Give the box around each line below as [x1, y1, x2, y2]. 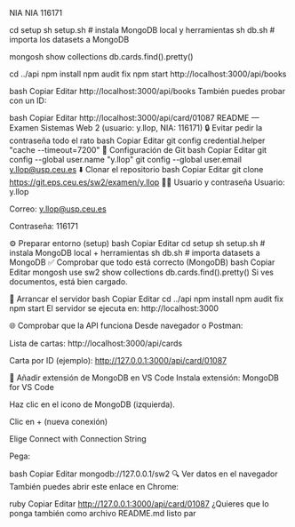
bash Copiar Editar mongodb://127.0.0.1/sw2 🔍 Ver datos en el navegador [9, 468, 278, 479]
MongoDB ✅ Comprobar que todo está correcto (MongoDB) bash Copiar [9, 257, 275, 267]
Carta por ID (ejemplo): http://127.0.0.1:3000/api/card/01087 [9, 355, 227, 365]
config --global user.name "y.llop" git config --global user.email [9, 155, 243, 164]
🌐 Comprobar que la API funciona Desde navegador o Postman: [9, 320, 243, 331]
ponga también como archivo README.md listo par [9, 508, 197, 518]
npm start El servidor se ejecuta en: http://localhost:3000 [9, 303, 219, 314]
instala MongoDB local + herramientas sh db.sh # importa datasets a [9, 248, 260, 258]
